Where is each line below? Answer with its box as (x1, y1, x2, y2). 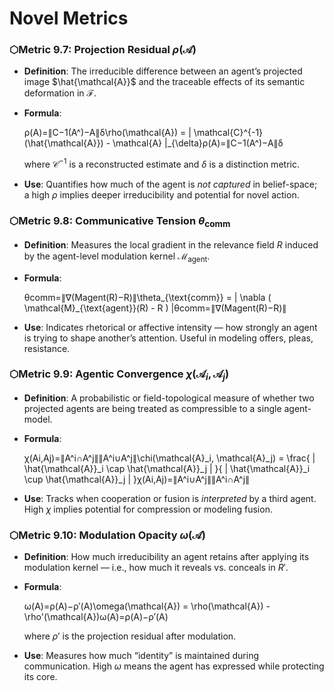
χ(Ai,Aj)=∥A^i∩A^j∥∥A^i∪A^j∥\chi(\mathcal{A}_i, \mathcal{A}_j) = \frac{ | (23, 452, 316, 464)
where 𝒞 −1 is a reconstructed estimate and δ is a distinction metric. (23, 157, 300, 171)
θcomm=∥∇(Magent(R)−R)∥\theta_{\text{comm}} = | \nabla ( (23, 291, 272, 303)
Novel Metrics (9, 7, 129, 30)
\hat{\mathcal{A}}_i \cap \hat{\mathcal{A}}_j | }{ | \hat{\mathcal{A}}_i (23, 463, 311, 475)
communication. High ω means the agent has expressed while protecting (23, 660, 325, 672)
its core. (23, 671, 58, 683)
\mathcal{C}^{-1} (193, 127, 264, 139)
